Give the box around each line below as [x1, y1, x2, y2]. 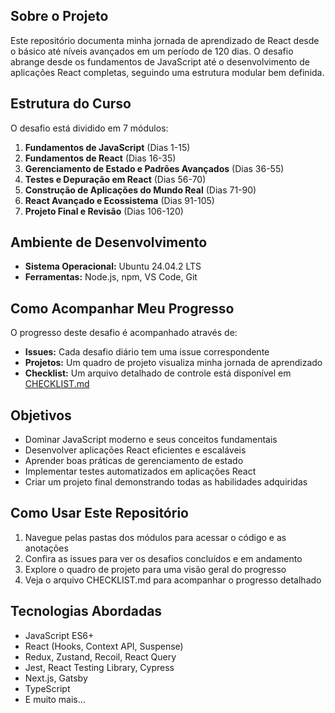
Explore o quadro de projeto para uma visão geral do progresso [24, 563, 287, 575]
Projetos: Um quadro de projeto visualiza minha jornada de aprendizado [24, 357, 323, 369]
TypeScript [24, 682, 71, 694]
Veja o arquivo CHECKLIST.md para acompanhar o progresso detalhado [24, 574, 322, 586]
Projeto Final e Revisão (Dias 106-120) [24, 205, 184, 217]
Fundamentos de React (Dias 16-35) [24, 152, 177, 164]
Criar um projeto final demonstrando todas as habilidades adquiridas [24, 476, 308, 488]
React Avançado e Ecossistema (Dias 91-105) [24, 194, 215, 206]
